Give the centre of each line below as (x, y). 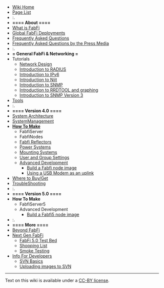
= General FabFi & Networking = (45, 54)
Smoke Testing (34, 251)
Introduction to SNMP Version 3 (51, 95)
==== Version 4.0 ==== (37, 111)
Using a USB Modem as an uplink (60, 173)
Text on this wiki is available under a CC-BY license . (57, 280)
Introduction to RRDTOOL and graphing (59, 90)
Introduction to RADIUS (43, 69)
